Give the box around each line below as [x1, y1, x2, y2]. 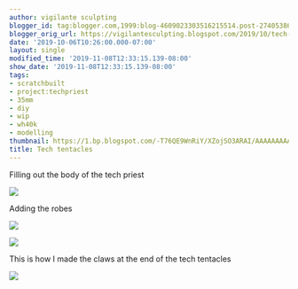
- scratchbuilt [9, 79, 66, 88]
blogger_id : [9, 21, 53, 30]
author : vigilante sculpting [9, 12, 117, 22]
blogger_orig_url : [9, 29, 77, 38]
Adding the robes [9, 203, 73, 214]
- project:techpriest [9, 87, 90, 96]
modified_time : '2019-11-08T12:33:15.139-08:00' [9, 54, 192, 63]
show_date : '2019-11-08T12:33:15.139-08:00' [9, 63, 176, 72]
